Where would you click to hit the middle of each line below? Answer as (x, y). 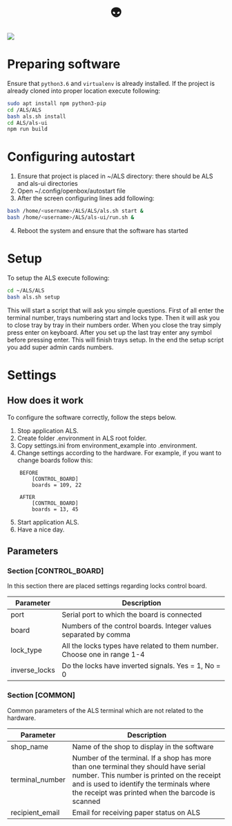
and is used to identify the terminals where (141, 784)
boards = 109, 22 (57, 485)
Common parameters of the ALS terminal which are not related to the (105, 710)
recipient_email (35, 812)
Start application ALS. (48, 522)
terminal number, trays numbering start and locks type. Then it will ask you (114, 317)
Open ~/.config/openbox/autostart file (71, 191)
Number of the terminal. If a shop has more (142, 757)
